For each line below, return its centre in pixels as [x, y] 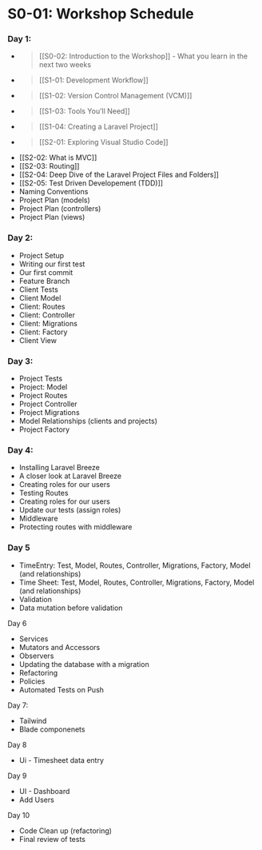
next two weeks [65, 65]
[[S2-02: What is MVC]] [58, 158]
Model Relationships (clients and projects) [88, 421]
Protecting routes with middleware [75, 527]
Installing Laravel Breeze [60, 468]
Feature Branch [44, 281]
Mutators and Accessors [60, 647]
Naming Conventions [54, 192]
